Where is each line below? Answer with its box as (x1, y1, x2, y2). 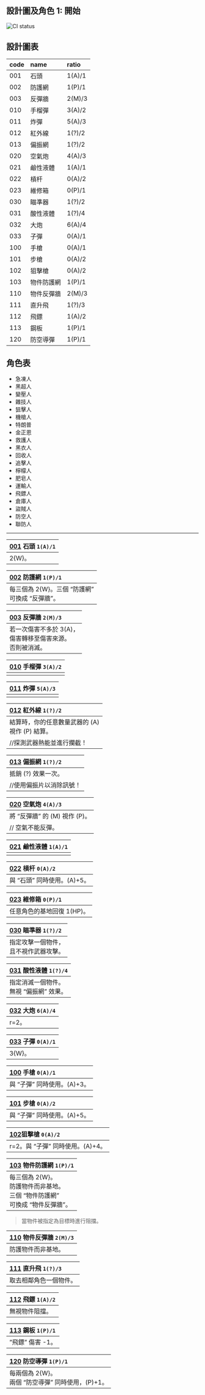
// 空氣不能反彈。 (9, 823, 59, 832)
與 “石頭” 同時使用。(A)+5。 (9, 876, 90, 885)
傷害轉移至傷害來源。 (9, 635, 71, 643)
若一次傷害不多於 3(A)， (9, 625, 79, 634)
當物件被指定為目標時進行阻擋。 (21, 1217, 102, 1224)
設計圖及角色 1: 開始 (6, 6, 81, 17)
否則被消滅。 (9, 644, 47, 652)
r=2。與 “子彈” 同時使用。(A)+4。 (9, 1142, 107, 1150)
